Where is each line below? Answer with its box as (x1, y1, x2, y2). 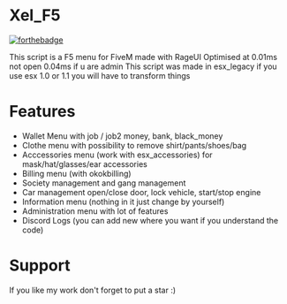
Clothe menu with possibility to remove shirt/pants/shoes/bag (21, 140, 247, 150)
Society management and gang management (21, 178, 186, 188)
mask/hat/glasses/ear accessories (21, 158, 147, 169)
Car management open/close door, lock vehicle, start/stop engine (21, 186, 261, 197)
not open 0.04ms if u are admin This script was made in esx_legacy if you (9, 61, 277, 72)
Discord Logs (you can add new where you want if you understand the (21, 215, 279, 225)
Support (9, 255, 71, 276)
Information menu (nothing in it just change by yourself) (21, 196, 225, 207)
